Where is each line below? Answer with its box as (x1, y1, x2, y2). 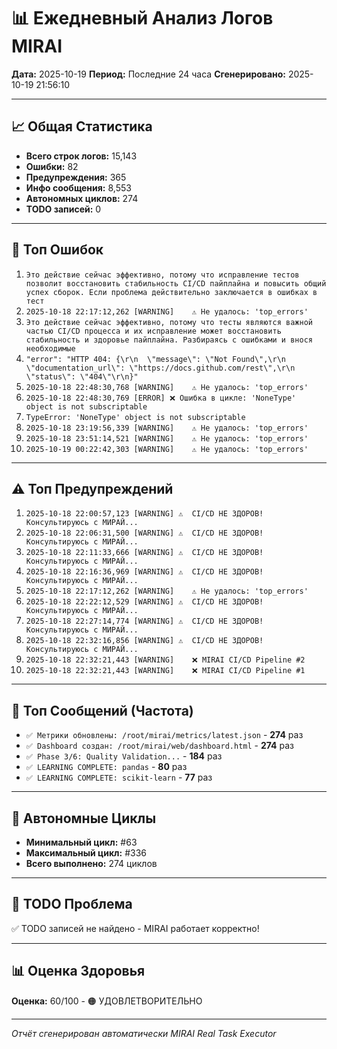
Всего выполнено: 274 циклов (25, 858, 158, 869)
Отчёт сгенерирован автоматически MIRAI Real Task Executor (11, 1027, 277, 1039)
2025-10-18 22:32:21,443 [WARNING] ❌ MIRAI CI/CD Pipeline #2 (25, 655, 306, 665)
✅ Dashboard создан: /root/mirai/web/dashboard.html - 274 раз (25, 740, 295, 752)
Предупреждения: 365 (25, 171, 127, 183)
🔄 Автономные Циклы (11, 810, 157, 827)
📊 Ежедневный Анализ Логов (11, 7, 274, 30)
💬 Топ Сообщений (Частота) (11, 702, 194, 719)
